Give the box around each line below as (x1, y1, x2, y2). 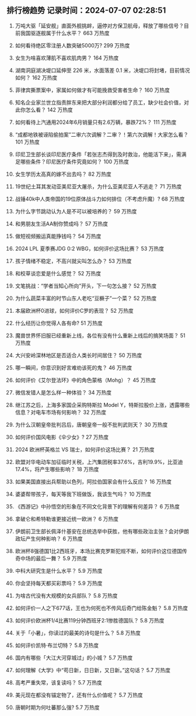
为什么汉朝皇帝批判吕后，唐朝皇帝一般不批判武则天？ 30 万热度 (15, 421, 168, 428)
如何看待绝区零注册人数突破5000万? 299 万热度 (15, 41, 130, 49)
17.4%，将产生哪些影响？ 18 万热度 (15, 465, 99, 472)
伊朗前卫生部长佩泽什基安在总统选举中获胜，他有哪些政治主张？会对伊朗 (15, 528, 189, 535)
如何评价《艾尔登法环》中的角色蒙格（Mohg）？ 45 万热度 (15, 376, 156, 383)
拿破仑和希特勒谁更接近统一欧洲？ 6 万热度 (15, 515, 119, 522)
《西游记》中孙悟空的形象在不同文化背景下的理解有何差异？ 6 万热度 (15, 503, 180, 510)
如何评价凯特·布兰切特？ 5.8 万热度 (15, 642, 99, 649)
